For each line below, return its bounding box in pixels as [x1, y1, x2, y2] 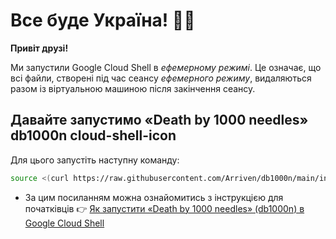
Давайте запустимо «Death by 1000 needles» [10, 112, 309, 129]
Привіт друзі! [10, 42, 69, 54]
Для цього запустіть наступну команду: [10, 154, 180, 166]
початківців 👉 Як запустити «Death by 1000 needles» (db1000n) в [24, 202, 305, 214]
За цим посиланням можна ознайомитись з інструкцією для [24, 191, 284, 203]
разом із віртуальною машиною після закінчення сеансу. [10, 82, 256, 94]
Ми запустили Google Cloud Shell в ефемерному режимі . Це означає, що [10, 61, 322, 73]
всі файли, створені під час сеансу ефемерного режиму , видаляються [10, 72, 312, 84]
